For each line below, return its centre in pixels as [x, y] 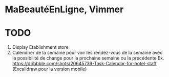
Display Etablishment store [40, 47]
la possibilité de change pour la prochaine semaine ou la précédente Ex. [88, 58]
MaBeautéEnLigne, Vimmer [64, 9]
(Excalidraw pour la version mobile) [49, 69]
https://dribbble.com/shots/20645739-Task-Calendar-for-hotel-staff [84, 64]
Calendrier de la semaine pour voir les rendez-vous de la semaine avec [87, 53]
